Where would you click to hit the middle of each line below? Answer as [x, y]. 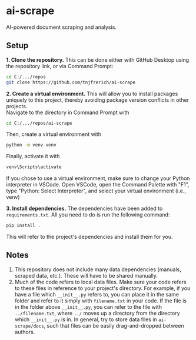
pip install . [24, 226]
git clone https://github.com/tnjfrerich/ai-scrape [71, 82]
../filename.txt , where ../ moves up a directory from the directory [97, 313]
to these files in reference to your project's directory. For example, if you [102, 288]
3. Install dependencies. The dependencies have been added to [84, 209]
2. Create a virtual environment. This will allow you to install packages [92, 94]
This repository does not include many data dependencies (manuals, [98, 269]
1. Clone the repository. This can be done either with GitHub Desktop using [98, 59]
